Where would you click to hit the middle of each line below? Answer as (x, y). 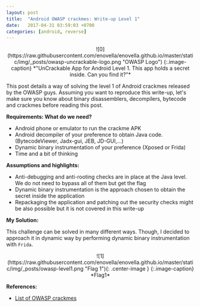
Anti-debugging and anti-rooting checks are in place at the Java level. (101, 177)
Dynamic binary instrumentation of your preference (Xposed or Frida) (100, 148)
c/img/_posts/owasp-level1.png (45, 269)
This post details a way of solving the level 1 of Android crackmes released (98, 86)
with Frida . (20, 244)
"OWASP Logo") (142, 62)
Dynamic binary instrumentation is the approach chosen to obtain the (100, 190)
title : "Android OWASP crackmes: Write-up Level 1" (73, 19)
